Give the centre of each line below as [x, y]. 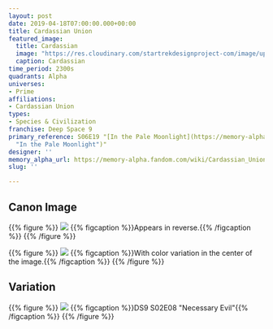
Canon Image [43, 207]
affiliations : [32, 99]
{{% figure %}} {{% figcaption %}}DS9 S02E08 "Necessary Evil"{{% [128, 307]
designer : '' [30, 152]
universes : [27, 84]
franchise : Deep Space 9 [50, 129]
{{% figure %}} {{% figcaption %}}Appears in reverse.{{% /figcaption [130, 227]
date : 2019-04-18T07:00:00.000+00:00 [72, 24]
